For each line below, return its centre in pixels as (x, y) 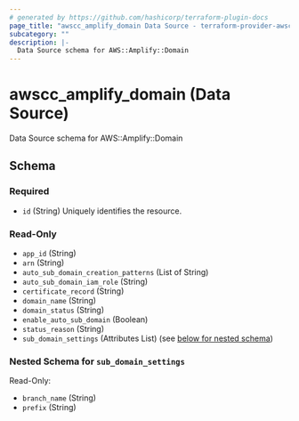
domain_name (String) (59, 301)
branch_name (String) (59, 398)
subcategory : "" (39, 34)
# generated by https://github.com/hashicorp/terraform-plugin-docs (139, 17)
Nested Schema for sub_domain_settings (97, 361)
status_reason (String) (63, 329)
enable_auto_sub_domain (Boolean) (85, 320)
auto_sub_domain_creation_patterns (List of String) (115, 272)
